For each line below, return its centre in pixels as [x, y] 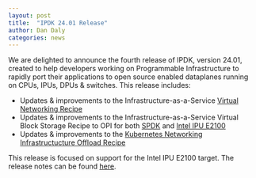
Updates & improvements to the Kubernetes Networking [111, 134]
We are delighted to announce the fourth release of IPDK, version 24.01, [126, 60]
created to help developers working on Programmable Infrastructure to [124, 69]
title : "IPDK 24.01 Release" [58, 23]
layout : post [30, 15]
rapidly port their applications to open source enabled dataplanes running [128, 77]
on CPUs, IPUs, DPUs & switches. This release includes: [100, 85]
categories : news [37, 38]
